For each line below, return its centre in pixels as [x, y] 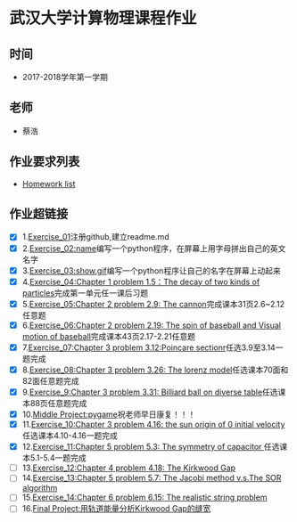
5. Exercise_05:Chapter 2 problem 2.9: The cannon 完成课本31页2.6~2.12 [153, 304]
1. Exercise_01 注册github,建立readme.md [95, 237]
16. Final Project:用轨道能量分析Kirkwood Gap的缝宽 [116, 509]
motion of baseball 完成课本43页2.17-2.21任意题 [109, 336]
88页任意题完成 [58, 403]
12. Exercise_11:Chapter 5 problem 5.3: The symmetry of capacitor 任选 [151, 447]
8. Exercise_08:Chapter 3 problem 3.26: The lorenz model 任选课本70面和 [155, 370]
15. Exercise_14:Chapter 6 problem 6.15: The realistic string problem [144, 498]
